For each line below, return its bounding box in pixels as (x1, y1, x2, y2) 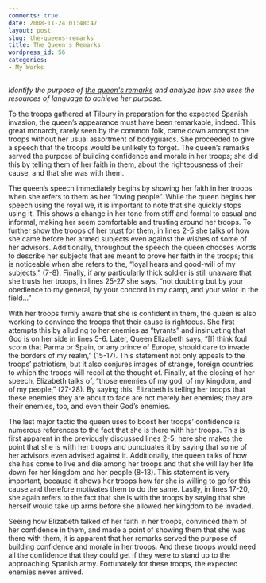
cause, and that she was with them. (8, 168, 125, 177)
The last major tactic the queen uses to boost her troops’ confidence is (8, 416, 241, 426)
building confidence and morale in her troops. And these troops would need (8, 542, 256, 551)
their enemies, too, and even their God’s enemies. (8, 401, 171, 411)
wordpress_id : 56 (8, 48, 66, 56)
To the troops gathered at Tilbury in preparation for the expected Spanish (8, 109, 249, 118)
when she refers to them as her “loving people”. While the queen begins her (8, 191, 256, 201)
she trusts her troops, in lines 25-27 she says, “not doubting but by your (8, 276, 244, 286)
